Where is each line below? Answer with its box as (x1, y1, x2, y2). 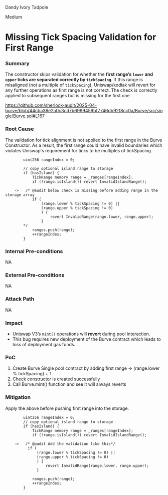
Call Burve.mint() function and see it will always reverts (12, 381, 126, 387)
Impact (5, 319, 23, 326)
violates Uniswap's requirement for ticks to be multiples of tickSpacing (5, 147, 151, 153)
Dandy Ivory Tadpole (5, 5, 49, 10)
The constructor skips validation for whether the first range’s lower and (5, 71, 153, 77)
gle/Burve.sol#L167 (5, 113, 45, 119)
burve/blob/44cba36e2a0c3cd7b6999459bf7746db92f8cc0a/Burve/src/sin (5, 108, 163, 114)
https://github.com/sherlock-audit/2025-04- (5, 102, 97, 108)
